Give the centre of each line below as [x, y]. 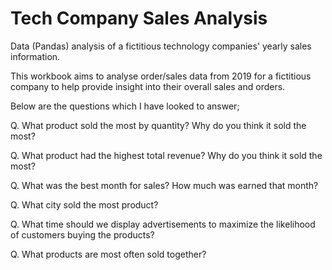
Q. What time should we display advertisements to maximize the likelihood [163, 224]
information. [35, 56]
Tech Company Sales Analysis [139, 18]
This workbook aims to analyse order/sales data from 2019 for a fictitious [161, 76]
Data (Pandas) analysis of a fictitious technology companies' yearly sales [161, 46]
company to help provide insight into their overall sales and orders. [148, 86]
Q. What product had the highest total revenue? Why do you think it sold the [166, 155]
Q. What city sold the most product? [84, 204]
